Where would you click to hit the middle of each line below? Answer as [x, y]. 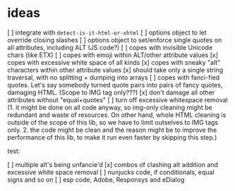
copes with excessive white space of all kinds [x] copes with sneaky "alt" [114, 62]
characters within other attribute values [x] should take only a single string [115, 70]
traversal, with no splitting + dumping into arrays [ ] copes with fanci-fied [114, 77]
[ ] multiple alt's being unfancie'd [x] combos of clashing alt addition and [113, 164]
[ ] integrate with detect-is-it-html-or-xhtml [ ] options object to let [107, 32]
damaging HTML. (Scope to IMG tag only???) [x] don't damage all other [111, 92]
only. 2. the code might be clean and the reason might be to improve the [112, 130]
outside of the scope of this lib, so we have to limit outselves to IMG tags [113, 122]
